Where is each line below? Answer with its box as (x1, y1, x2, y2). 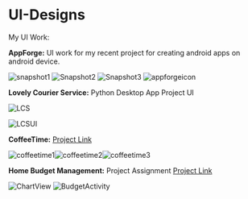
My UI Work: (8, 32, 50, 42)
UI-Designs (8, 6, 86, 24)
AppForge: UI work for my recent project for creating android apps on (8, 48, 241, 57)
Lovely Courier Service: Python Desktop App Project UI (8, 87, 195, 97)
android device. (8, 56, 60, 66)
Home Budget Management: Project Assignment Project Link (8, 165, 213, 175)
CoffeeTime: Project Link (8, 135, 93, 144)
